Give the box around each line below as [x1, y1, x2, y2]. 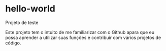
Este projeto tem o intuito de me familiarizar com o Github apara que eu [5, 29, 155, 35]
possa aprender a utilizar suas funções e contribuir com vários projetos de [5, 34, 161, 40]
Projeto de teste [5, 19, 39, 25]
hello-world [5, 3, 56, 14]
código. [5, 39, 21, 45]
